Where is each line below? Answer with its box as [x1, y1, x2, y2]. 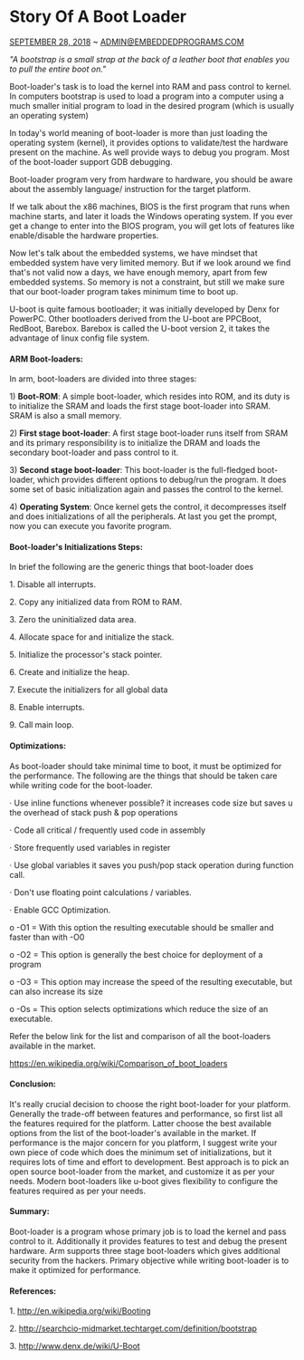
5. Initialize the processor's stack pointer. [9, 650, 163, 661]
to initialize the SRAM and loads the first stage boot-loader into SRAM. [9, 400, 271, 411]
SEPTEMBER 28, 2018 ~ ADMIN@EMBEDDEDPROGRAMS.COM [9, 36, 244, 47]
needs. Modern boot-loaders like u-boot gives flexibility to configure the [9, 1175, 279, 1186]
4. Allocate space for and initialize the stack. [9, 632, 175, 642]
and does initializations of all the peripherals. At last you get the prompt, [9, 511, 278, 522]
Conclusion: [9, 1078, 57, 1089]
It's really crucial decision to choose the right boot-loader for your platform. [9, 1098, 291, 1109]
